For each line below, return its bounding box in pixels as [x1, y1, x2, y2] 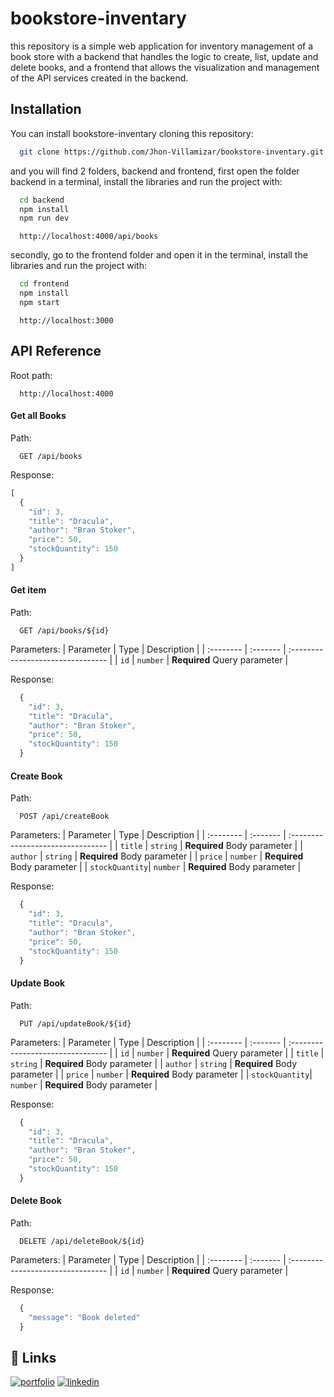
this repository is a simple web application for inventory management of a [10, 40, 314, 52]
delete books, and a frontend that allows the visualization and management [10, 61, 320, 73]
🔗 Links [10, 1349, 57, 1366]
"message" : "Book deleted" [28, 1312, 141, 1322]
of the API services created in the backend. [10, 72, 189, 84]
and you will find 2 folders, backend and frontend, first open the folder [10, 165, 300, 177]
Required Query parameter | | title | [171, 1047, 325, 1059]
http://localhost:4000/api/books [19, 232, 159, 242]
